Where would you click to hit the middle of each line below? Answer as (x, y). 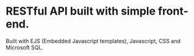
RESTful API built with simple (81, 11)
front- (173, 11)
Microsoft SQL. (25, 47)
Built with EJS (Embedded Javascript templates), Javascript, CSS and (93, 41)
